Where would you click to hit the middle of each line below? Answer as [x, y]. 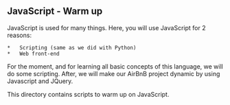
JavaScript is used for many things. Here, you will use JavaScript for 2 [106, 27]
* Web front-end [33, 54]
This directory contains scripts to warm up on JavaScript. [88, 94]
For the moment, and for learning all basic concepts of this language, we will [115, 66]
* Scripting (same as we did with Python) [72, 47]
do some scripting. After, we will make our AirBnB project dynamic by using [114, 73]
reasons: [20, 35]
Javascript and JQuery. [40, 81]
